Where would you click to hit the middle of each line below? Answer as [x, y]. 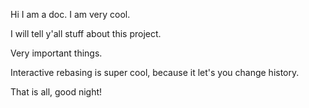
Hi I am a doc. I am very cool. [70, 14]
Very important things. [56, 53]
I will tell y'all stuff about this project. [86, 33]
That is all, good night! [56, 92]
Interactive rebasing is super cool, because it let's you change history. [155, 72]
